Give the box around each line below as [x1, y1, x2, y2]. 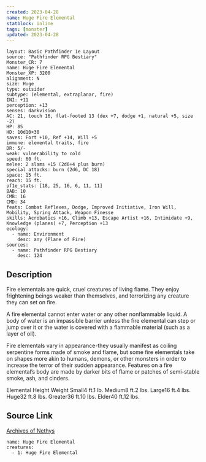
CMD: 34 [6, 199, 26, 206]
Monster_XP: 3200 [6, 70, 51, 77]
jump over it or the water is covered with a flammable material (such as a [6, 323, 190, 331]
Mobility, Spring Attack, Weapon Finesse [6, 210, 114, 216]
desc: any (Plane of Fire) [17, 237, 86, 243]
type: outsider [6, 87, 45, 93]
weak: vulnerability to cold [6, 151, 81, 157]
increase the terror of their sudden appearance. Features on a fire [6, 361, 173, 369]
